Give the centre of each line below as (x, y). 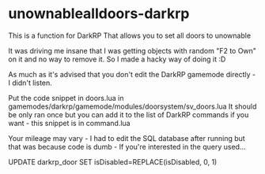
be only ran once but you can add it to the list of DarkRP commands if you (129, 114)
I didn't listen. (30, 83)
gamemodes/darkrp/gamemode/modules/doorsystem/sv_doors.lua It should (132, 106)
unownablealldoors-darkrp (99, 14)
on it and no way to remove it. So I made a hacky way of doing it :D (117, 59)
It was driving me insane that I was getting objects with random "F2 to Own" (132, 50)
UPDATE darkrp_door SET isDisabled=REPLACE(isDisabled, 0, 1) (113, 161)
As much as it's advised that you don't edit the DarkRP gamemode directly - (132, 74)
